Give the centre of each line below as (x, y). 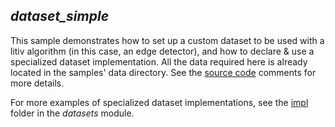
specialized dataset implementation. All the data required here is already (159, 61)
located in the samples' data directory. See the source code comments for (163, 72)
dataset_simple (60, 16)
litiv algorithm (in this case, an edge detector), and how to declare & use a (162, 51)
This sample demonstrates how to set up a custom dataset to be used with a (167, 40)
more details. (37, 83)
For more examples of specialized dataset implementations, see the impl (159, 102)
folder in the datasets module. (72, 113)
